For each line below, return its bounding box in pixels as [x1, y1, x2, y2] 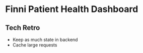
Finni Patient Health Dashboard [5, 3, 138, 15]
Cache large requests [12, 42, 57, 48]
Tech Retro [5, 23, 40, 32]
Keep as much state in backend [12, 36, 78, 42]
